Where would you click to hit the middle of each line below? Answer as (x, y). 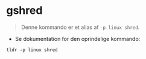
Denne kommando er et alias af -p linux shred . (80, 27)
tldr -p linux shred (32, 50)
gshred (24, 11)
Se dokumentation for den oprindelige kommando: (78, 39)
